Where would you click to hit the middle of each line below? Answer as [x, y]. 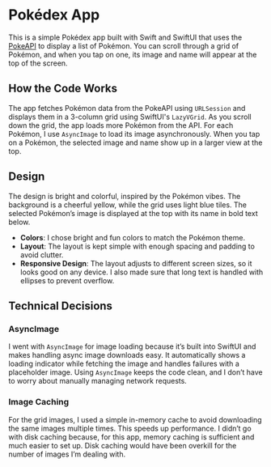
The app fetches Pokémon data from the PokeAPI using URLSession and [127, 108]
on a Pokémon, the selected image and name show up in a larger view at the [135, 142]
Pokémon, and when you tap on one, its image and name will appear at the [133, 54]
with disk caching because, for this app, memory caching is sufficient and [131, 437]
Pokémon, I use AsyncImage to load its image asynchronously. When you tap [134, 134]
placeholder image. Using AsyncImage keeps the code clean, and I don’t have [135, 372]
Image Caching [39, 402]
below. [19, 222]
